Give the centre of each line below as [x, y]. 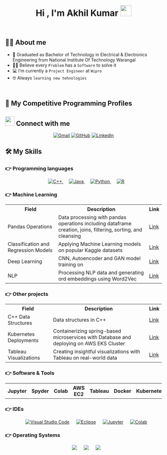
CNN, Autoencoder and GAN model [99, 258]
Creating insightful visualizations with [97, 352]
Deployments [23, 341]
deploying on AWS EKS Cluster [89, 344]
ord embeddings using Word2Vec [97, 278]
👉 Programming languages [39, 169]
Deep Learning [25, 261]
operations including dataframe [95, 223]
